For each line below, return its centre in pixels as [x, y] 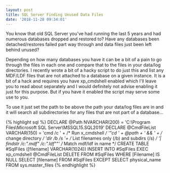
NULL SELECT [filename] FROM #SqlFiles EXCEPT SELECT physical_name [83, 160]
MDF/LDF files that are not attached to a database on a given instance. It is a [86, 76]
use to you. [17, 97]
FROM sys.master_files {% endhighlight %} [51, 165]
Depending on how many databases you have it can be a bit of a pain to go [84, 60]
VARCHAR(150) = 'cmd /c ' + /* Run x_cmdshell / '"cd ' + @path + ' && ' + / [84, 133]
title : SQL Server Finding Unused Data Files [54, 15]
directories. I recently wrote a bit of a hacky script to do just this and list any [85, 70]
